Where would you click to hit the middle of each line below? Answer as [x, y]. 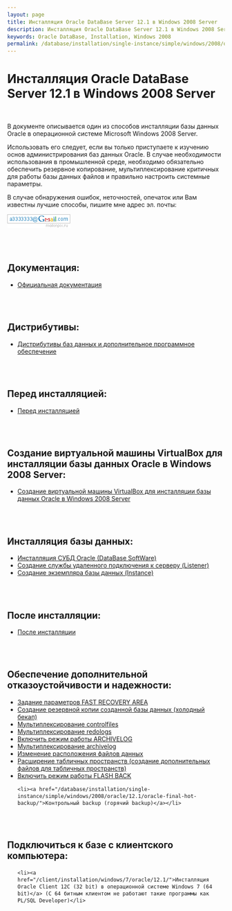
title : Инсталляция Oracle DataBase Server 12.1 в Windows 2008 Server [112, 22]
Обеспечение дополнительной [78, 674]
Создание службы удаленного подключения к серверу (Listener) [113, 565]
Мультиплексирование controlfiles [68, 724]
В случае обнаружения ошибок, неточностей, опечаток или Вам [102, 197]
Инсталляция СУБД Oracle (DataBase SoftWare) [87, 558]
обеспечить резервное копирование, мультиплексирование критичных [113, 169]
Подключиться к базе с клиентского [90, 845]
